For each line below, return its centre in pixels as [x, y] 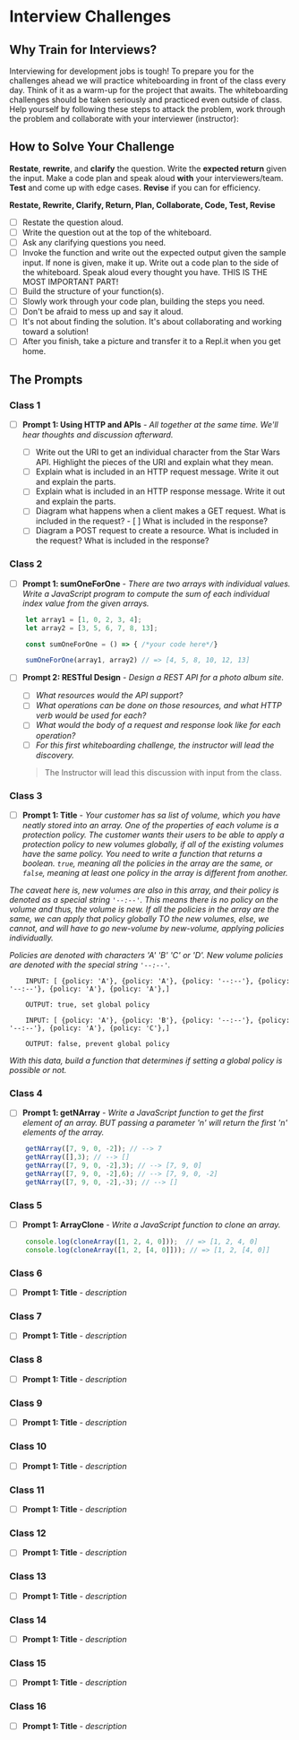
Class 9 [26, 1403]
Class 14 [28, 1620]
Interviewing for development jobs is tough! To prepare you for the [132, 71]
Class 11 [27, 1490]
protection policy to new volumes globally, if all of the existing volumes [153, 844]
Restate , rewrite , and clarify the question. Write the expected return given [148, 169]
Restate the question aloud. [73, 222]
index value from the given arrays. [85, 603]
